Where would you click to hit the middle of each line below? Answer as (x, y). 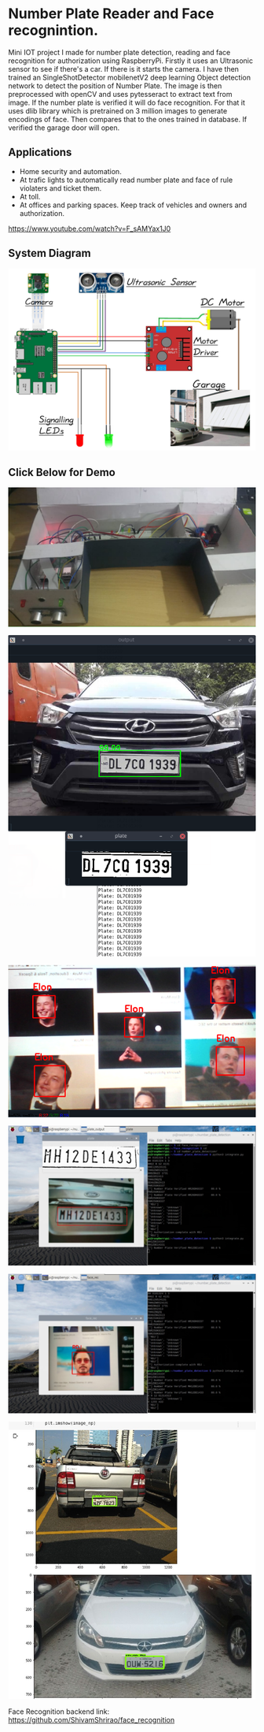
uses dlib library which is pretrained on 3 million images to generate (118, 110)
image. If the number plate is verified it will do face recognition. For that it (126, 102)
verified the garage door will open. (64, 128)
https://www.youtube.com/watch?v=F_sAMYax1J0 (90, 229)
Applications (40, 152)
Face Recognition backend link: (59, 1712)
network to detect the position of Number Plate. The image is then (115, 85)
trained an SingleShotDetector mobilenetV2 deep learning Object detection (130, 77)
